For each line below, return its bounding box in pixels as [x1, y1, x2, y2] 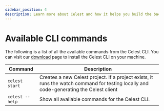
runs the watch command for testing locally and [39, 80, 149, 87]
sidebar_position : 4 [5, 7, 47, 12]
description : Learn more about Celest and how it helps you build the [5, 12, 152, 17]
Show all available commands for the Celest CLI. [39, 96, 150, 103]
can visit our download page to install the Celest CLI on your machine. [5, 54, 146, 60]
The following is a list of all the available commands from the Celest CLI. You [5, 49, 159, 55]
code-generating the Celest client [39, 86, 118, 93]
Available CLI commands [5, 33, 107, 44]
